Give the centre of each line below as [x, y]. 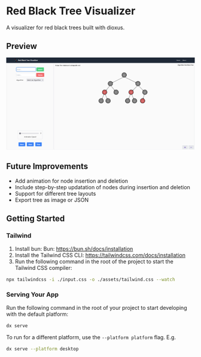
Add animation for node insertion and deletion [71, 181]
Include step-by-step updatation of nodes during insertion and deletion [102, 187]
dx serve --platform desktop [42, 349]
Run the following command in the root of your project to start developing [97, 307]
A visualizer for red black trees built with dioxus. [66, 27]
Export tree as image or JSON [51, 200]
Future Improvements [47, 166]
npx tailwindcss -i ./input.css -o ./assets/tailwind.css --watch [91, 279]
